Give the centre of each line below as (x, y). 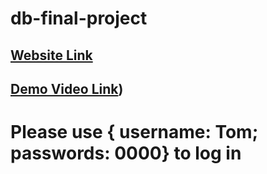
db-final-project (79, 18)
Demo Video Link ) (67, 88)
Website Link (51, 55)
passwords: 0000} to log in (126, 153)
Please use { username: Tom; (134, 132)
